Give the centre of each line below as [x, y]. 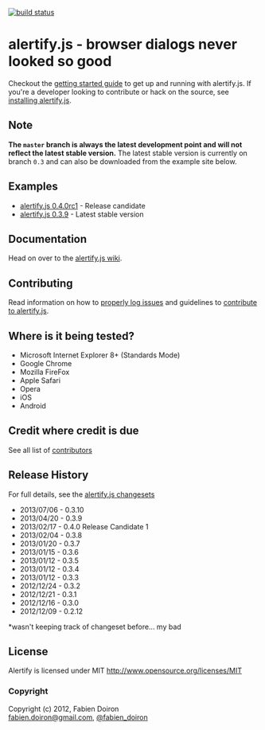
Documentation [48, 239]
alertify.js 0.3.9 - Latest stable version [82, 214]
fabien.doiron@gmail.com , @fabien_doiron [78, 717]
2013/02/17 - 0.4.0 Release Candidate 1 [84, 526]
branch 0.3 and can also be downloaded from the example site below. [123, 161]
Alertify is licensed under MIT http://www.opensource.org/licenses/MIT [125, 671]
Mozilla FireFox [45, 372]
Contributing [41, 283]
